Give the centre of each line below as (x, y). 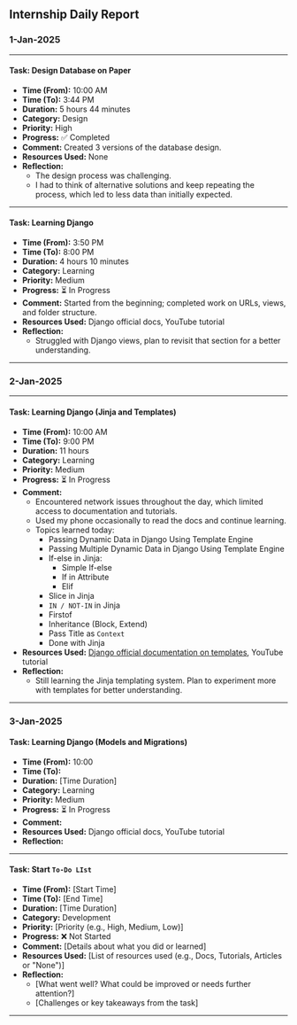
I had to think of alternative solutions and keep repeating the (145, 184)
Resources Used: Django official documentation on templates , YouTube (152, 652)
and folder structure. (59, 313)
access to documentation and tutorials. (106, 511)
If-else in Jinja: (75, 558)
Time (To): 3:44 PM (58, 99)
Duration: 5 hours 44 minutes (76, 109)
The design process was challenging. (103, 175)
